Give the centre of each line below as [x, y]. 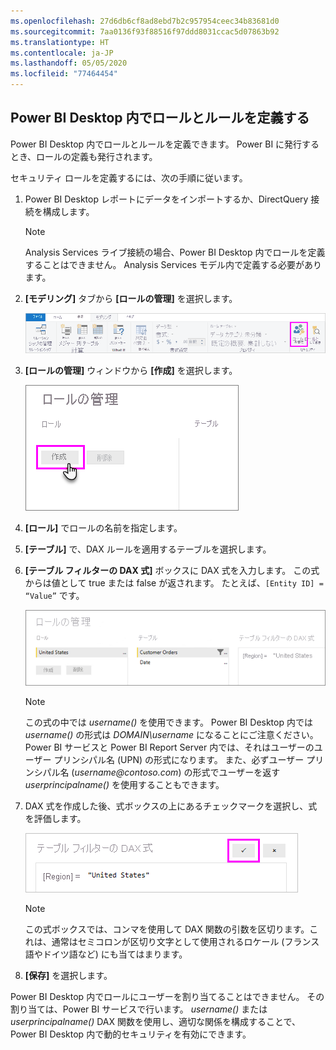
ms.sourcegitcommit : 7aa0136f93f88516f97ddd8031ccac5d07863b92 [145, 31]
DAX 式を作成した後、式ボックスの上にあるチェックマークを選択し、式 [171, 806]
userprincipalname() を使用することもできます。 [124, 785]
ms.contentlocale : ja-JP [62, 53]
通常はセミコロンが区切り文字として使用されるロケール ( [168, 942]
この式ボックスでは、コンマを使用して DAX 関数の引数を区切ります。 [167, 929]
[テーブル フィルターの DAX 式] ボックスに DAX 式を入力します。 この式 [172, 570]
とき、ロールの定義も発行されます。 [84, 156]
